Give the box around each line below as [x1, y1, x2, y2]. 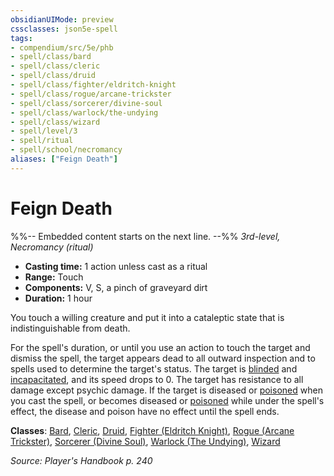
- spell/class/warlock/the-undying [10, 107, 159, 118]
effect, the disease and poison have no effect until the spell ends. [10, 405, 280, 417]
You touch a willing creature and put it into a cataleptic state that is [10, 311, 285, 323]
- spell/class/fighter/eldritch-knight [10, 80, 177, 90]
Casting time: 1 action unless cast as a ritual [24, 260, 208, 272]
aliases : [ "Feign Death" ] [10, 154, 118, 164]
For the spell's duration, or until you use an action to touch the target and [10, 341, 311, 353]
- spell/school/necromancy [10, 145, 123, 155]
